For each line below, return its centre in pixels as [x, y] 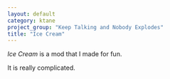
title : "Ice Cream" [36, 34]
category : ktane [31, 21]
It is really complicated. [42, 68]
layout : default [31, 14]
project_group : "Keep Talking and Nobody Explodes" [85, 27]
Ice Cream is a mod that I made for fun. [65, 54]
